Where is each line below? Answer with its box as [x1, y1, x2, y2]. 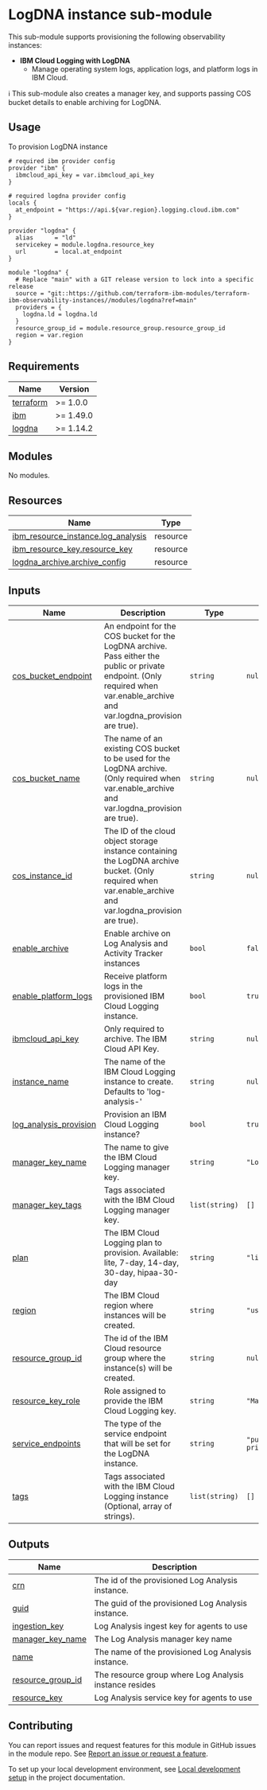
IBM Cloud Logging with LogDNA [19, 56, 131, 65]
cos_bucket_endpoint [12, 671, 93, 681]
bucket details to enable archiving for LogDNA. [8, 97, 161, 107]
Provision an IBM [103, 1109, 167, 1119]
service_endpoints [12, 1438, 81, 1449]
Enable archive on [103, 928, 171, 939]
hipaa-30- [137, 1267, 179, 1278]
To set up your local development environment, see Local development [8, 1764, 241, 1773]
